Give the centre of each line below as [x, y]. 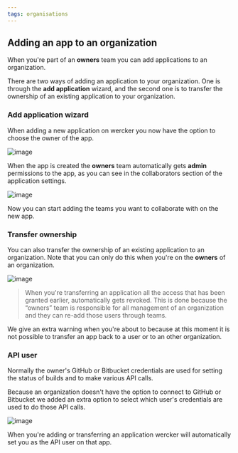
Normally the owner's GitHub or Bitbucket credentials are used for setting [115, 370]
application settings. [37, 181]
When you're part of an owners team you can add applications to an [107, 60]
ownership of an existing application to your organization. [91, 96]
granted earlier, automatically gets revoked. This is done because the [126, 301]
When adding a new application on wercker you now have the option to [112, 130]
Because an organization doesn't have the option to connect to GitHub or [114, 392]
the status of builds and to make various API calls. [81, 378]
